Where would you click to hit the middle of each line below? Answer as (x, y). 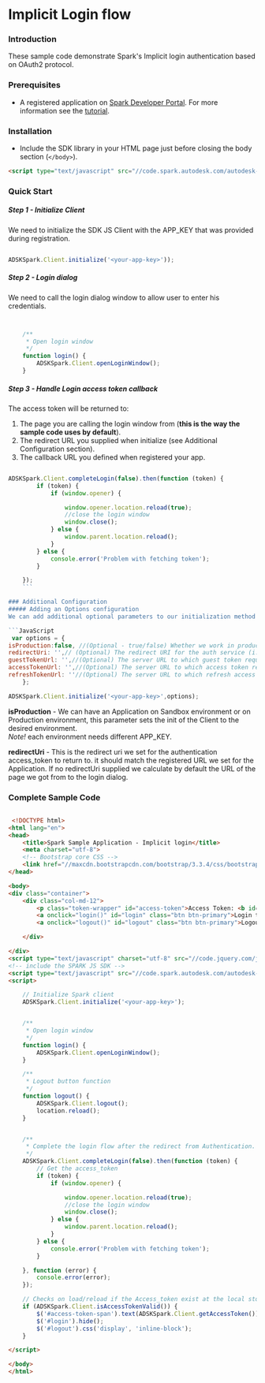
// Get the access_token (77, 1169)
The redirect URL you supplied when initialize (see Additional (119, 440)
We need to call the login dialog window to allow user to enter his (114, 297)
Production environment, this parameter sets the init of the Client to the (123, 720)
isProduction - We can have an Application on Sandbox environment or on (129, 711)
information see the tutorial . (65, 110)
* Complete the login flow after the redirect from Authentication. (141, 1146)
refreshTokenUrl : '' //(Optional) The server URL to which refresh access (132, 675)
